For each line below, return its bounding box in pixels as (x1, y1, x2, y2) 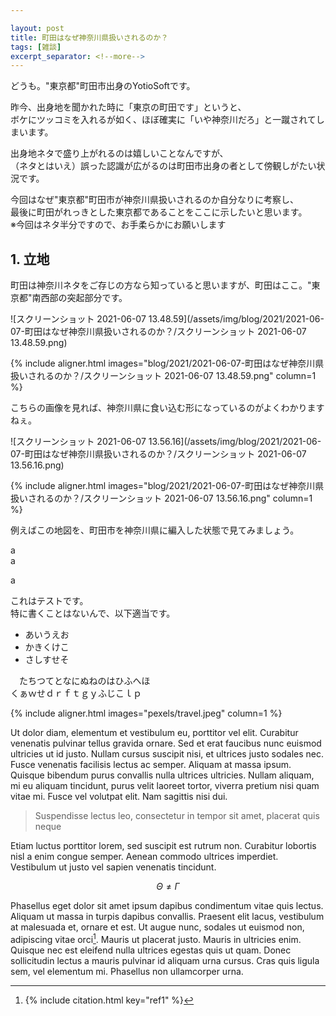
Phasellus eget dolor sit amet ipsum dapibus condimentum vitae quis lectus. (10, 900, 324, 912)
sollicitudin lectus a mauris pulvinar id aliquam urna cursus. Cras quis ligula (10, 954, 320, 966)
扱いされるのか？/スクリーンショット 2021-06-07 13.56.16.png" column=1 (10, 492, 313, 505)
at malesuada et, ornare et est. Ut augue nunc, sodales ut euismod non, (10, 921, 305, 933)
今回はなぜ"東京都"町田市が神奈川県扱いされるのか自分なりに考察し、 (10, 194, 300, 206)
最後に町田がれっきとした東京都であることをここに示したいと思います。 (10, 206, 308, 218)
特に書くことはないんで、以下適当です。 (10, 607, 176, 620)
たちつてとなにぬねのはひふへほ (18, 675, 151, 687)
